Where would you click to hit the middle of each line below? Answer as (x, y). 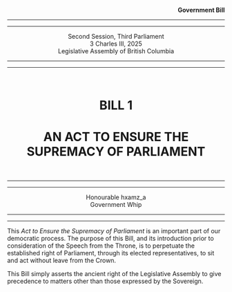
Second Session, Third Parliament (116, 36)
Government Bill (201, 10)
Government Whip (116, 205)
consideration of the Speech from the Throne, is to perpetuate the (101, 246)
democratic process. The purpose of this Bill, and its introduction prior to (110, 239)
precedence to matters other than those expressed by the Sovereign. (105, 281)
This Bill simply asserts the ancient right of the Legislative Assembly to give (114, 274)
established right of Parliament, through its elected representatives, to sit (111, 253)
